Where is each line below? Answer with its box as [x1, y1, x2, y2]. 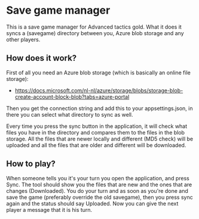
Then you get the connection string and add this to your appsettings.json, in [6, 105, 193, 112]
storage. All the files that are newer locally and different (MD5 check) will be [6, 135, 194, 142]
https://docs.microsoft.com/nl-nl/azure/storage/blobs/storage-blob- [14, 87, 183, 94]
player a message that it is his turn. [6, 206, 93, 213]
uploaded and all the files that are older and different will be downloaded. [6, 141, 186, 149]
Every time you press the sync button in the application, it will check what [6, 123, 188, 130]
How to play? [6, 159, 56, 169]
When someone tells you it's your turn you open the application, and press [6, 174, 189, 182]
